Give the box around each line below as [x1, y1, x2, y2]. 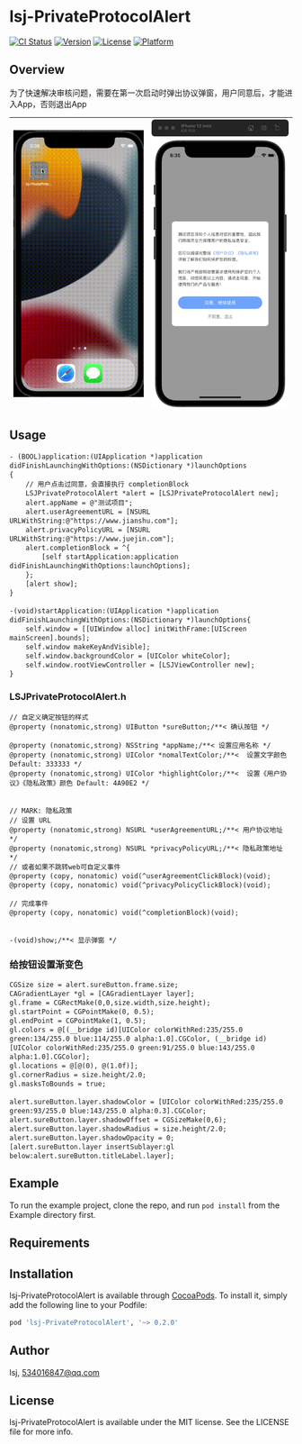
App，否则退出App [16, 98, 87, 109]
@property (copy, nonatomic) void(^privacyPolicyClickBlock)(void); [9, 880, 271, 889]
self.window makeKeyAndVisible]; [25, 642, 151, 652]
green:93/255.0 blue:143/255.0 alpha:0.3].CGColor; [9, 1106, 207, 1115]
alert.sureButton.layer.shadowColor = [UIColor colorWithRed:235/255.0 [9, 1097, 283, 1106]
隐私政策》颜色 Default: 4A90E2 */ [25, 778, 150, 787]
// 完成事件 [9, 899, 49, 908]
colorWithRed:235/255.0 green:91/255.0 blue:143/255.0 [45, 1043, 255, 1052]
